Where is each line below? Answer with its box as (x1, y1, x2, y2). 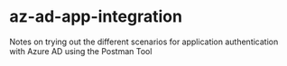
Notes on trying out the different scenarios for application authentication (9, 36, 279, 47)
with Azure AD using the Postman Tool (9, 45, 153, 56)
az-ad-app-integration (9, 6, 183, 27)
